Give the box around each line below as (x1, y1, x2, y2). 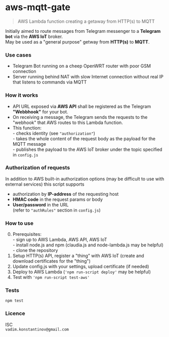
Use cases (5, 51, 32, 58)
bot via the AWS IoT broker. (5, 33, 63, 39)
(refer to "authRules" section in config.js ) (12, 207, 101, 213)
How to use (5, 220, 34, 227)
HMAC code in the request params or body (12, 196, 103, 202)
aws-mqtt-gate (5, 2, 71, 13)
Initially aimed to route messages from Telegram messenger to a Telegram (5, 28, 161, 34)
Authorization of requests (5, 164, 70, 171)
